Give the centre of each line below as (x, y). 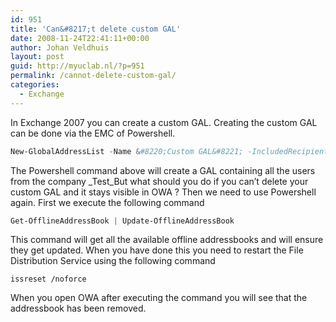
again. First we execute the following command (107, 202)
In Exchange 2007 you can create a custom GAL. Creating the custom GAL (164, 122)
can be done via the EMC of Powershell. (93, 133)
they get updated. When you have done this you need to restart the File (157, 250)
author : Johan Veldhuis (60, 47)
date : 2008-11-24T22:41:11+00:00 (80, 38)
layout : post (37, 57)
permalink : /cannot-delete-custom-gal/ (93, 76)
